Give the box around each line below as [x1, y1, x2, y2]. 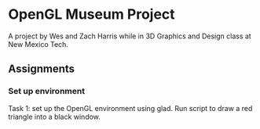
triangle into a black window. [8, 112, 101, 121]
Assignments [8, 63, 75, 76]
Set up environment [8, 86, 85, 97]
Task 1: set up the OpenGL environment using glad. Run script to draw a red [8, 103, 253, 113]
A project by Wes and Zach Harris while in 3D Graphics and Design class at [8, 31, 251, 41]
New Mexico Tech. [8, 39, 69, 48]
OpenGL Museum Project [8, 5, 175, 23]
